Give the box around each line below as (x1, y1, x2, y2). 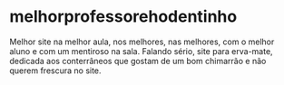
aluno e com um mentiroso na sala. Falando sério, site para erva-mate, (9, 45, 274, 56)
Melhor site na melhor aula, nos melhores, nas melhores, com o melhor (9, 36, 275, 47)
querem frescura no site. (9, 65, 102, 76)
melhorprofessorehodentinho (9, 6, 238, 27)
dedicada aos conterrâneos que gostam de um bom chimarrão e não (9, 55, 267, 66)
